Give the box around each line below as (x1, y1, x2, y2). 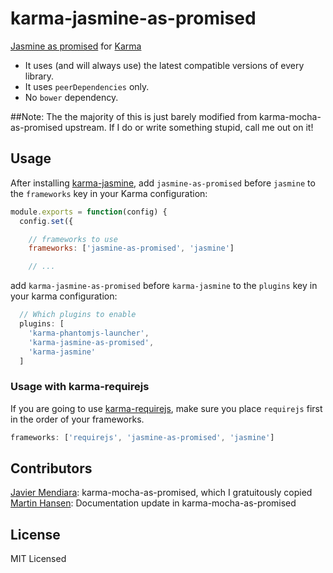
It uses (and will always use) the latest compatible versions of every (24, 59, 305, 71)
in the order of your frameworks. (10, 413, 145, 425)
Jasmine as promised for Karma (10, 40, 142, 52)
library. (24, 70, 55, 82)
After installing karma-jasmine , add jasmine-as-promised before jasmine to (10, 177, 316, 189)
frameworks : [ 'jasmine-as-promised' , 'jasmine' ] (28, 243, 235, 254)
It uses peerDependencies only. (24, 80, 150, 92)
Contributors (10, 460, 93, 477)
